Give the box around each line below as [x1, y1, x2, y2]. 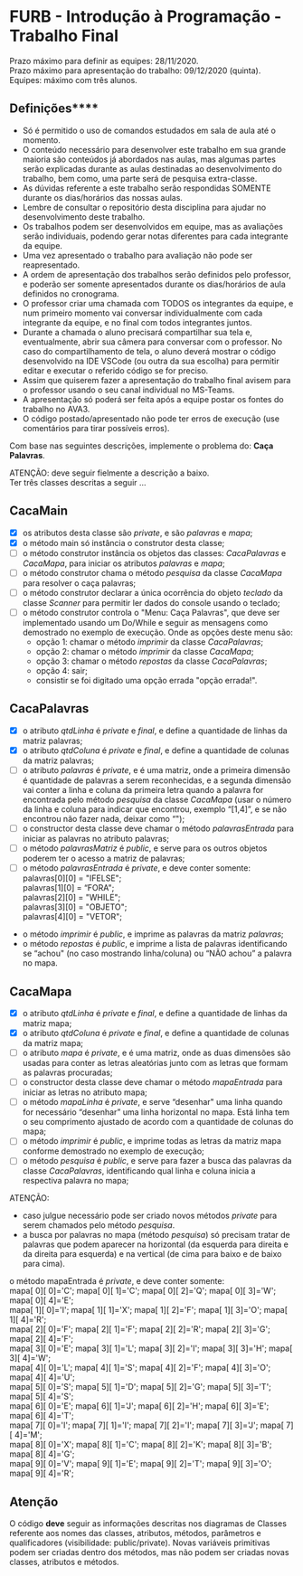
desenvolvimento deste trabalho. [22, 211, 146, 222]
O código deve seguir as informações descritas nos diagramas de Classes [9, 1518, 288, 1529]
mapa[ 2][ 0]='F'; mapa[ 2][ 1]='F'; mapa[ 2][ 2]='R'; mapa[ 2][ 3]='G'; [9, 1324, 271, 1335]
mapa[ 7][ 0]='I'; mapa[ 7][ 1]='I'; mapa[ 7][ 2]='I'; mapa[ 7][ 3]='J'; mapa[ [9, 1420, 285, 1430]
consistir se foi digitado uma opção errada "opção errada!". [35, 675, 258, 685]
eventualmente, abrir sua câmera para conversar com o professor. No [22, 336, 283, 347]
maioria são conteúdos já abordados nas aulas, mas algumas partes [22, 154, 276, 165]
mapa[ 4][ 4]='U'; [9, 1372, 75, 1383]
